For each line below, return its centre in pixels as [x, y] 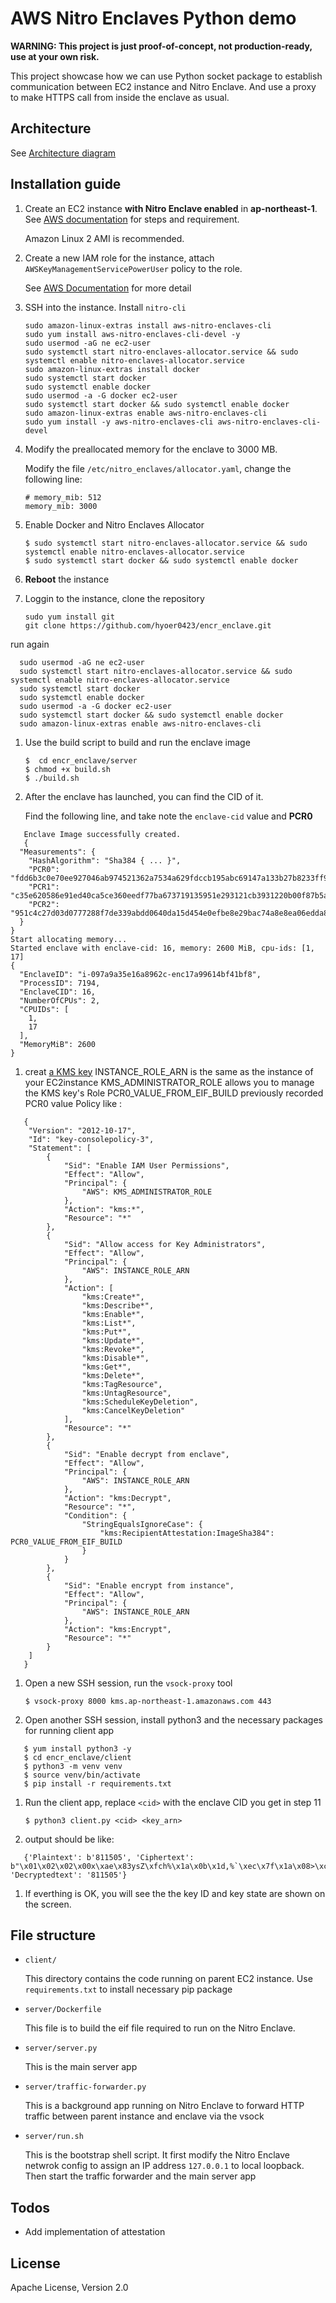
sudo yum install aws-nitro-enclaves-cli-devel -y [132, 334]
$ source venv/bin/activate [82, 1775]
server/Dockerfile [63, 2010]
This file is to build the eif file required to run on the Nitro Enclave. [160, 2028]
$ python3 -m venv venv [73, 1766]
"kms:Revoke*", [113, 1349]
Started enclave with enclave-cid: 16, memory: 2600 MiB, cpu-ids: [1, [162, 948]
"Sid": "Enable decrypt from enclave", [146, 1454]
